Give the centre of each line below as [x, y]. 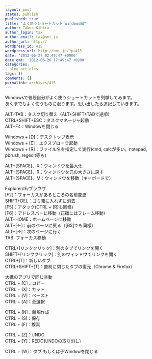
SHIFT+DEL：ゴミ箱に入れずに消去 [40, 201]
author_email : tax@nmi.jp [31, 37]
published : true [22, 19]
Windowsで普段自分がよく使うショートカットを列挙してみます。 [70, 97]
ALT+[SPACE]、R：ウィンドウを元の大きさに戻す [54, 172]
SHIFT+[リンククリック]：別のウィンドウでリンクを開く [61, 254]
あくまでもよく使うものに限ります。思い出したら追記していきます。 [73, 103]
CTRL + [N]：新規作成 [27, 312]
